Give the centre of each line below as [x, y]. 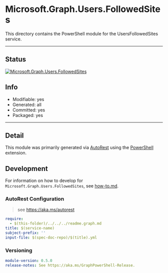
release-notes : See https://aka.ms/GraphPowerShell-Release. [70, 265]
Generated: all [27, 104]
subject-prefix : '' [25, 233]
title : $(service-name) [30, 228]
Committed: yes [29, 110]
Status [16, 59]
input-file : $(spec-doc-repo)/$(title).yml [51, 237]
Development [27, 168]
